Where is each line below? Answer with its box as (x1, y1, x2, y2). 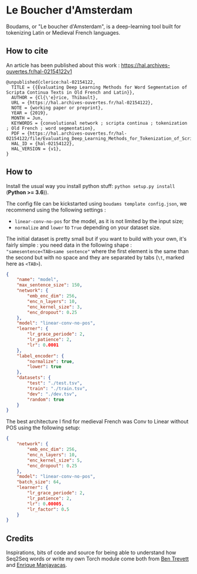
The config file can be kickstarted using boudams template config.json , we (6, 200, 188, 207)
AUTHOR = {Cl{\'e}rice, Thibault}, (11, 94, 98, 100)
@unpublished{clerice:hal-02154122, (6, 79, 96, 85)
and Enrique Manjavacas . (6, 562, 67, 569)
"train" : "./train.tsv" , (27, 385, 88, 391)
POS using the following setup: (6, 424, 81, 431)
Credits (6, 534, 34, 544)
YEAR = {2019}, (11, 110, 49, 116)
